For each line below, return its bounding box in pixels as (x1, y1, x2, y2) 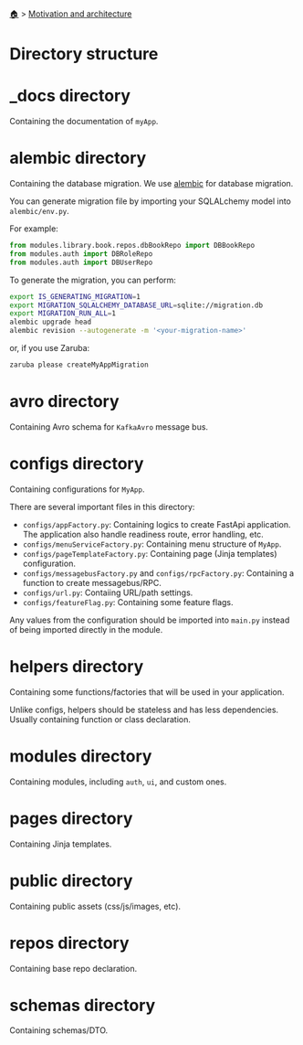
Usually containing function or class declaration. (9, 713, 192, 725)
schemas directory (9, 995, 156, 1016)
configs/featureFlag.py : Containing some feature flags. (22, 596, 235, 607)
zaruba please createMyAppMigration (9, 360, 149, 369)
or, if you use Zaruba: (9, 343, 90, 354)
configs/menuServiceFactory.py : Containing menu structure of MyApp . (22, 538, 282, 549)
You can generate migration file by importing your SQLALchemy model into (9, 196, 292, 207)
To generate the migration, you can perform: (9, 274, 176, 285)
